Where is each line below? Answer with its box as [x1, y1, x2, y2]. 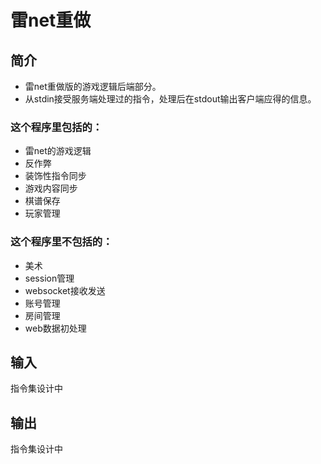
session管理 [24, 272, 75, 284]
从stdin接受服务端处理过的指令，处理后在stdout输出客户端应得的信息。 [24, 93, 317, 105]
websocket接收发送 [24, 284, 106, 296]
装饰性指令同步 [24, 170, 87, 182]
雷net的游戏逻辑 [24, 145, 92, 157]
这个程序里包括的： [10, 120, 103, 134]
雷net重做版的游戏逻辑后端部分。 [24, 81, 162, 92]
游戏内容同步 [24, 182, 78, 195]
